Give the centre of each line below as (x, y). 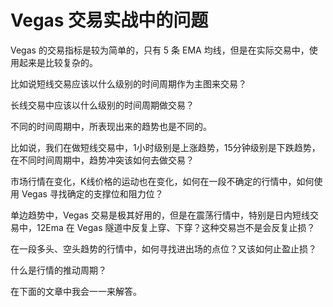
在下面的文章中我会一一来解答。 (76, 291)
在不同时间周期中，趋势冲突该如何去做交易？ (102, 160)
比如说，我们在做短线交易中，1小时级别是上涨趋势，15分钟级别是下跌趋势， (165, 147)
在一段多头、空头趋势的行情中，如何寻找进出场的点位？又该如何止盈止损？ (163, 248)
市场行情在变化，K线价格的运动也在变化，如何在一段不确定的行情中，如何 (162, 181)
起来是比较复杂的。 (58, 62)
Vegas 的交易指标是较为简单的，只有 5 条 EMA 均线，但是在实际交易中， (160, 50)
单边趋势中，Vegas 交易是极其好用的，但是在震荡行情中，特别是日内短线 (160, 215)
